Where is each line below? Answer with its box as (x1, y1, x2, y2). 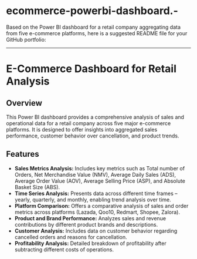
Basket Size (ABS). (14, 183, 60, 190)
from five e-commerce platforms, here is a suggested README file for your (6, 29, 188, 36)
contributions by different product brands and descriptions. (14, 221, 158, 228)
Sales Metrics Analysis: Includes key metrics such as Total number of (14, 164, 185, 171)
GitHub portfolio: (6, 36, 46, 43)
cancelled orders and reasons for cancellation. (14, 233, 127, 240)
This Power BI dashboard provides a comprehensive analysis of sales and (6, 113, 185, 120)
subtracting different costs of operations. (14, 245, 114, 253)
